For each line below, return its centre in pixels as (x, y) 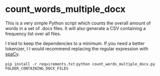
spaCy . (13, 54)
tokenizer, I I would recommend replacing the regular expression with (77, 48)
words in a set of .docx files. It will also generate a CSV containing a (75, 28)
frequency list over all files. (33, 33)
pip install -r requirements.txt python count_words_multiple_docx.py (80, 64)
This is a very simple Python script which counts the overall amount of (78, 23)
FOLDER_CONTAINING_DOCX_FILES (37, 68)
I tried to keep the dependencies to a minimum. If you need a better (75, 43)
